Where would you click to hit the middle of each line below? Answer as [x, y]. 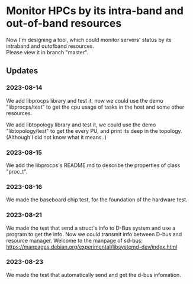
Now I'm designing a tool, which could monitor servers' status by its [89, 40]
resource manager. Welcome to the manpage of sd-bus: [75, 240]
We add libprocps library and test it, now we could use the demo [85, 100]
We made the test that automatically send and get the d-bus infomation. [94, 275]
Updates [22, 71]
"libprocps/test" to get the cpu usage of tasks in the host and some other [95, 107]
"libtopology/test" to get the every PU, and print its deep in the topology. [94, 130]
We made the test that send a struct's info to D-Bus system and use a [91, 228]
